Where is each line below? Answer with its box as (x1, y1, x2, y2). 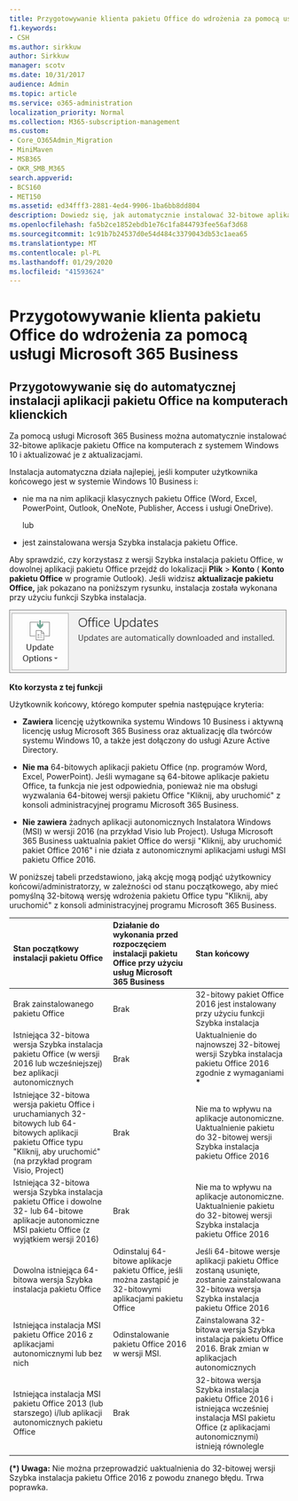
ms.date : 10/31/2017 (9, 71, 86, 80)
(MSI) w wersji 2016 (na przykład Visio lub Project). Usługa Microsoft (21, 826, 273, 837)
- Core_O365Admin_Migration (9, 136, 114, 146)
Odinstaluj (112, 1246, 150, 1256)
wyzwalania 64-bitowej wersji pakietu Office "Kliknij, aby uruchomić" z (21, 790, 281, 801)
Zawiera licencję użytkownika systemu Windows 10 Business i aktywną (21, 716, 284, 727)
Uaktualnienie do (194, 1030, 257, 1040)
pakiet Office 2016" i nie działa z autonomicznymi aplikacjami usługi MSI (21, 845, 286, 856)
